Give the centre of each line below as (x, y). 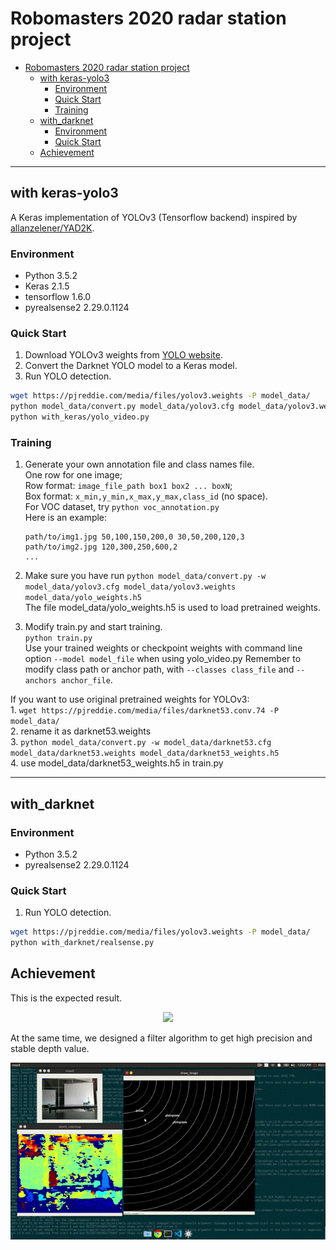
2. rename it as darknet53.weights (81, 731)
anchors (40, 681)
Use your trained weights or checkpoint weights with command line (163, 648)
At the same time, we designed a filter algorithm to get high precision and (161, 1038)
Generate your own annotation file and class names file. (139, 464)
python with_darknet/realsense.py (82, 943)
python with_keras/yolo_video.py (80, 417)
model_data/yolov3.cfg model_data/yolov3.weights (130, 587)
